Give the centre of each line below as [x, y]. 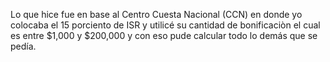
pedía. [23, 46]
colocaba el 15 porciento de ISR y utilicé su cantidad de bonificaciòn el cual [165, 25]
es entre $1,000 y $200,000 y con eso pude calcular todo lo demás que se [164, 35]
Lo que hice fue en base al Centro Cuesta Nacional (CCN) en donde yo [156, 14]
